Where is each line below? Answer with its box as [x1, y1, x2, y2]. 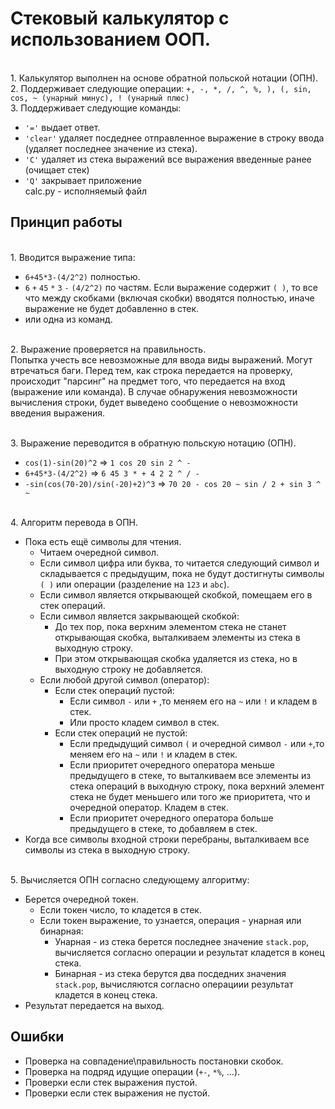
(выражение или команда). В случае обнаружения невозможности [10, 385, 298, 397]
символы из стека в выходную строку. [24, 843, 191, 856]
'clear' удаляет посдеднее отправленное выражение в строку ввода [24, 132, 325, 144]
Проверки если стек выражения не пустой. [24, 1087, 211, 1099]
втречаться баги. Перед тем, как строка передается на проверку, [10, 364, 293, 376]
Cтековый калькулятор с [10, 7, 230, 30]
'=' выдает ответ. [24, 121, 101, 133]
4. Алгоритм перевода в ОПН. [10, 516, 139, 528]
